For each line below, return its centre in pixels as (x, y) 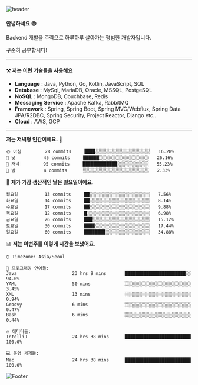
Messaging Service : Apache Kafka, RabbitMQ (72, 103)
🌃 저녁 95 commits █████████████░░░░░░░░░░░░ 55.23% (89, 164)
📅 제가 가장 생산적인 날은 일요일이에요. (50, 182)
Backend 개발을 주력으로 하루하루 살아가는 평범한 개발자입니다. (79, 38)
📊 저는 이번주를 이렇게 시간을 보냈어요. (51, 244)
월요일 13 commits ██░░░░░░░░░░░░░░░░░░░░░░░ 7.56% (89, 195)
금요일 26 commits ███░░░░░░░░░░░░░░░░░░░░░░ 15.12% (90, 220)
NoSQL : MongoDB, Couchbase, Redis (61, 96)
